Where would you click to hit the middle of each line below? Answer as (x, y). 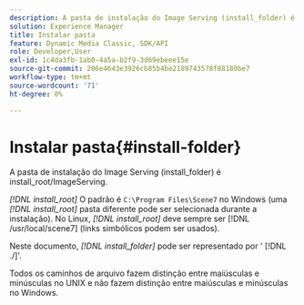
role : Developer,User (51, 52)
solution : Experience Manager (67, 26)
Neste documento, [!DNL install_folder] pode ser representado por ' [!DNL (148, 246)
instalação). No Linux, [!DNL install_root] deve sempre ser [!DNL (130, 219)
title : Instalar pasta (52, 35)
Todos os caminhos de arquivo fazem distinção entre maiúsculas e (135, 273)
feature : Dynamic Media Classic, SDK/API (89, 43)
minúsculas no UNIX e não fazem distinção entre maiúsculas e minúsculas (149, 283)
